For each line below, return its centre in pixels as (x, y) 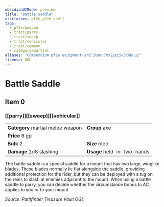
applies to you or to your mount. (37, 190)
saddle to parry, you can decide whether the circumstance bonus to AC (77, 184)
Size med (97, 144)
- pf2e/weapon (24, 28)
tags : (11, 23)
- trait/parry (24, 32)
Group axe (99, 128)
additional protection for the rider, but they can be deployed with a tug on (79, 174)
